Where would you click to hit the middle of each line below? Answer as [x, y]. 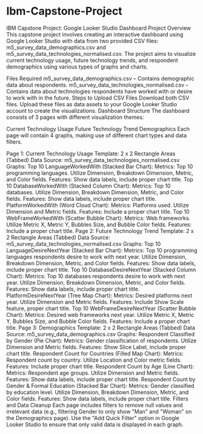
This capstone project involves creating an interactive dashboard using [95, 34]
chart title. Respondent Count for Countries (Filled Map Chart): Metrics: [95, 353]
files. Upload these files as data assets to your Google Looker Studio [92, 104]
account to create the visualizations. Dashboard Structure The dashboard [98, 110]
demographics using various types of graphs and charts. [77, 66]
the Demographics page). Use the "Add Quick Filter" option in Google [93, 418]
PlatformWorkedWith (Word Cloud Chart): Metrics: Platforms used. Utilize [98, 205]
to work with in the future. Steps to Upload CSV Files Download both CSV [98, 98]
